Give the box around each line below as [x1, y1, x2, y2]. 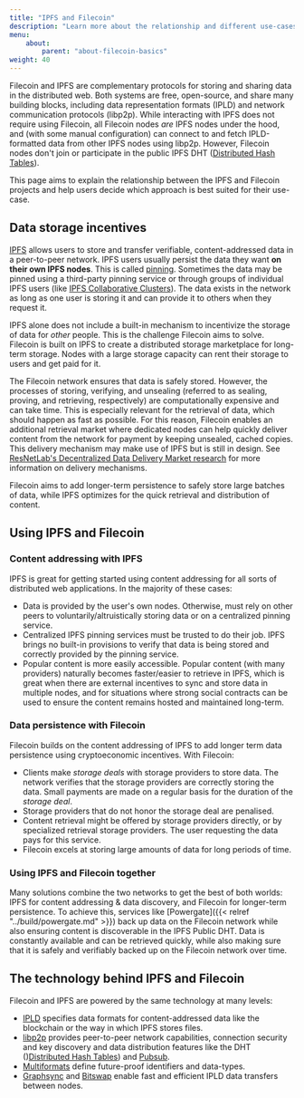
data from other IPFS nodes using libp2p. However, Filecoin [48, 138, 270, 149]
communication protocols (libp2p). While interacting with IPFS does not [9, 110, 275, 120]
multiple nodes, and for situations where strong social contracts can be [22, 687, 288, 698]
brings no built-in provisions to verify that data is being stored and [22, 639, 270, 650]
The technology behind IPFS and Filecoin [9, 971, 245, 987]
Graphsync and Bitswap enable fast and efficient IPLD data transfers [22, 1070, 279, 1081]
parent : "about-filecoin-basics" [42, 47, 168, 56]
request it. [9, 302, 48, 313]
